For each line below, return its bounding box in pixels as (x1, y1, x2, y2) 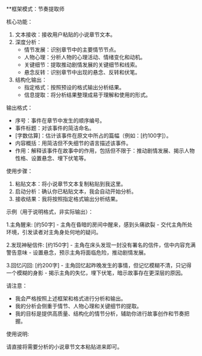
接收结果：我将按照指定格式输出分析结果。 (14, 195, 121, 202)
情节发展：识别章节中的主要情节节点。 (24, 46, 119, 53)
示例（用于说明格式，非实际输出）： (6, 208, 93, 215)
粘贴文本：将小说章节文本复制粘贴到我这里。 (14, 180, 127, 187)
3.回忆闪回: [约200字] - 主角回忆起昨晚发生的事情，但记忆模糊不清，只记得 (6, 262, 192, 269)
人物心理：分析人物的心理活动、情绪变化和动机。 (24, 54, 146, 60)
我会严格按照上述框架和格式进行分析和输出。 (14, 295, 127, 302)
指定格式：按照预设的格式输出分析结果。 (24, 84, 125, 91)
